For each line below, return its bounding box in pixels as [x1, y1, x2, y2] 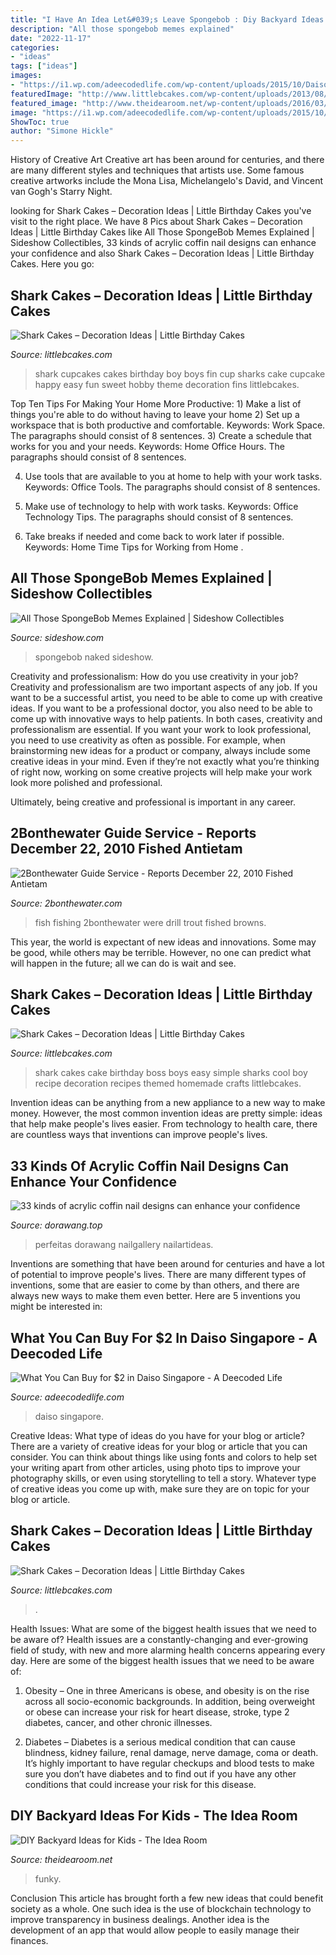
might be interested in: [10, 1301, 103, 1313]
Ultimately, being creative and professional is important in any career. [10, 796, 297, 808]
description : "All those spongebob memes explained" [10, 24, 235, 34]
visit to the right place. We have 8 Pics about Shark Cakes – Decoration [10, 216, 303, 228]
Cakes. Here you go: [10, 258, 95, 270]
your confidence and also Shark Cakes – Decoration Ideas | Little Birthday [10, 247, 315, 260]
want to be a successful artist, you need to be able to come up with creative [10, 691, 323, 703]
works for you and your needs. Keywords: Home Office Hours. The [10, 440, 285, 452]
